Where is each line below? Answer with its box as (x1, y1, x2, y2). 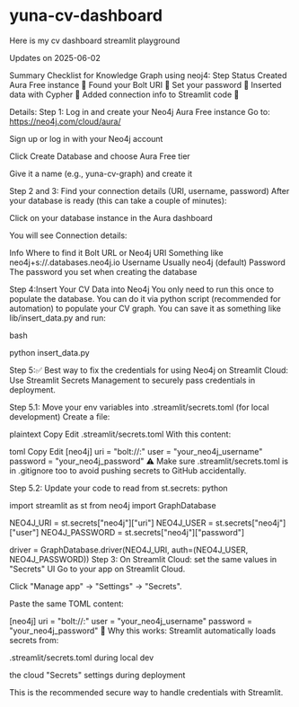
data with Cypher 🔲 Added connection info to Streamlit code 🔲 (9, 89, 240, 100)
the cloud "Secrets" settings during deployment (9, 669, 186, 680)
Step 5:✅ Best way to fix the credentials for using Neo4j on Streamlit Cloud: (9, 365, 289, 376)
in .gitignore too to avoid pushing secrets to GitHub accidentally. (9, 464, 247, 476)
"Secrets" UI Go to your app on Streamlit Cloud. (9, 563, 186, 574)
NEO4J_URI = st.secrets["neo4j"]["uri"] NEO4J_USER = (9, 517, 214, 528)
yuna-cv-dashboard (9, 5, 163, 26)
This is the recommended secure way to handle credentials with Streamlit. (9, 686, 284, 697)
